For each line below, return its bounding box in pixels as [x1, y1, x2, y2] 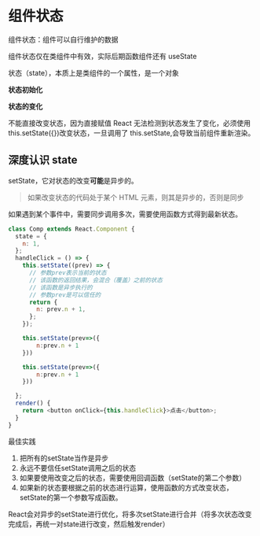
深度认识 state [8, 153, 78, 167]
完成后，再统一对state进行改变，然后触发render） [8, 519, 170, 528]
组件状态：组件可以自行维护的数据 [8, 35, 119, 44]
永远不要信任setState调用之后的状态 [19, 463, 137, 472]
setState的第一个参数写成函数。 [19, 493, 123, 502]
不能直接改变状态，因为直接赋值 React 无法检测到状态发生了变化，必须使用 [8, 118, 251, 128]
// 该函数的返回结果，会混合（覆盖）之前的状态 [28, 276, 163, 284]
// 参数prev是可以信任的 [28, 290, 101, 299]
